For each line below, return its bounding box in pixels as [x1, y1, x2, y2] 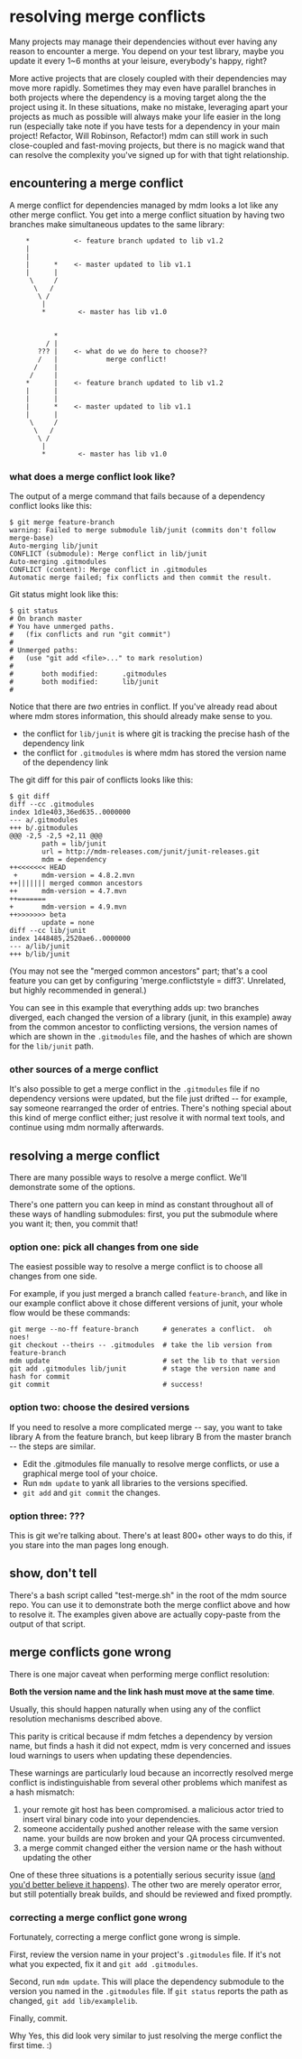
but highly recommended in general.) [9, 985, 147, 996]
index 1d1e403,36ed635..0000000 [9, 808, 131, 817]
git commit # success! [9, 1380, 204, 1390]
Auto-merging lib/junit [9, 541, 99, 551]
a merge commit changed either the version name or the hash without [22, 1842, 282, 1853]
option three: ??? [9, 1510, 86, 1522]
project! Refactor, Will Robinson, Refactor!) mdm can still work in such [9, 130, 269, 141]
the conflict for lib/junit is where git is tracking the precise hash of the [22, 728, 290, 739]
